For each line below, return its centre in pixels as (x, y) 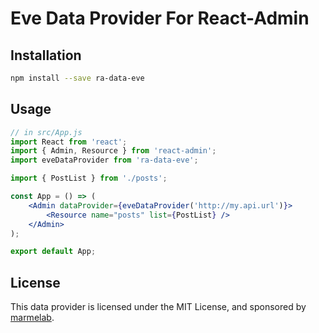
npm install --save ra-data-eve (77, 78)
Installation (46, 55)
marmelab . (32, 318)
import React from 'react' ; (69, 142)
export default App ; (53, 252)
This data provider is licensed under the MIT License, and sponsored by (158, 307)
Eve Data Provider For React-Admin (160, 18)
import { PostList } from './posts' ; (89, 178)
